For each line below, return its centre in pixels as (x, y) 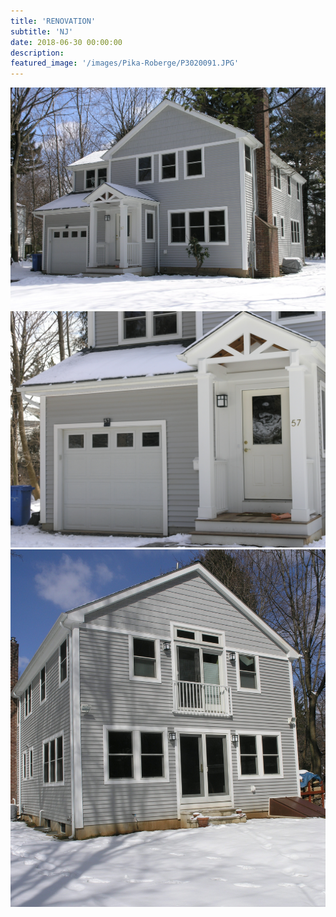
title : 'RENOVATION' (53, 21)
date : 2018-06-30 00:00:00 (66, 42)
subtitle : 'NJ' (42, 31)
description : (37, 53)
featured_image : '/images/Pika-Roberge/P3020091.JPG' (125, 63)
